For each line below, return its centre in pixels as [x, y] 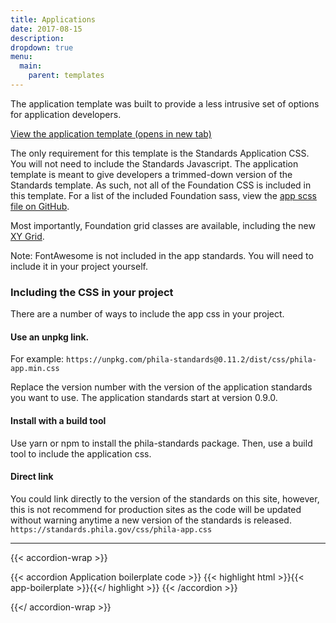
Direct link [32, 477]
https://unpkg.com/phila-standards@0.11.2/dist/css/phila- [191, 360]
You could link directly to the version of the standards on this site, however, [165, 498]
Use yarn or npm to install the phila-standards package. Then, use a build [161, 443]
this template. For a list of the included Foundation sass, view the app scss [164, 195]
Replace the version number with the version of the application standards [161, 387]
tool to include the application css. [81, 453]
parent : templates [66, 76]
